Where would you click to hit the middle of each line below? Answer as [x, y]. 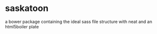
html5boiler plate [22, 26]
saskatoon [27, 8]
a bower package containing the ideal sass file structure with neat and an [79, 22]
